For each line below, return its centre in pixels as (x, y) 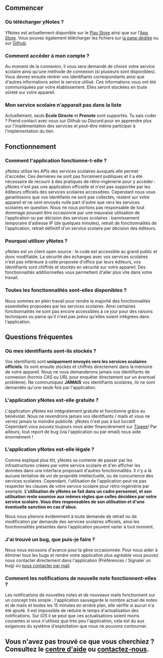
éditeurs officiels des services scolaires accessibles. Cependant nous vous (80, 192)
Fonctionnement (31, 146)
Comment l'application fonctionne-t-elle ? (56, 160)
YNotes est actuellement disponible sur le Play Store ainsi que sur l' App (77, 33)
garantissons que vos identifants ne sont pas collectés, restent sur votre (77, 197)
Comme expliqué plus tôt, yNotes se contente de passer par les (69, 460)
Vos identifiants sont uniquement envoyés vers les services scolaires (76, 362)
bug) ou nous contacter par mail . (38, 566)
